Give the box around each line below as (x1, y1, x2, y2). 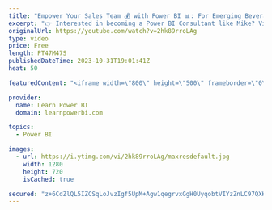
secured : (8, 190, 38, 198)
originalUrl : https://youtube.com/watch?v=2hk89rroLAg (8, 27, 198, 35)
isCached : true (23, 175, 74, 183)
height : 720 (23, 167, 63, 176)
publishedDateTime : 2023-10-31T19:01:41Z (8, 57, 151, 65)
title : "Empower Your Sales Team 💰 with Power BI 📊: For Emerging (8, 11, 242, 20)
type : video (8, 34, 49, 43)
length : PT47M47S (8, 49, 67, 57)
